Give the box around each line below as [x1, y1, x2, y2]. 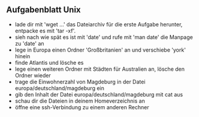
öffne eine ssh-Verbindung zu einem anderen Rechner [14, 103, 149, 110]
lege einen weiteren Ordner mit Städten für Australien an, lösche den [14, 65, 185, 73]
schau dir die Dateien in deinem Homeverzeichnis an [14, 97, 145, 104]
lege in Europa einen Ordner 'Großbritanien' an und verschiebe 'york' [14, 46, 186, 53]
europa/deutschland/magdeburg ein [14, 84, 105, 92]
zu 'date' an [14, 40, 44, 47]
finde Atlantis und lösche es [14, 59, 84, 66]
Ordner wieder [14, 71, 51, 79]
